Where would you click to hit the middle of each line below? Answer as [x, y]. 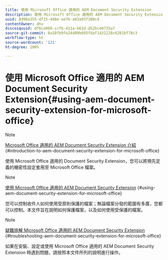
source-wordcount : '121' [31, 43]
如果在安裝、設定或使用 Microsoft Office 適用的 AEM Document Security [79, 246]
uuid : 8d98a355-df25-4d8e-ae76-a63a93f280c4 [52, 19]
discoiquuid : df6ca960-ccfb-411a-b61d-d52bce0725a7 [60, 29]
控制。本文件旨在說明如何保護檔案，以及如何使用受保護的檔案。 [79, 210]
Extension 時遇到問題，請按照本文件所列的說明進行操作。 [64, 252]
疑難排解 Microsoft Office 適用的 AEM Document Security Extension [75, 230]
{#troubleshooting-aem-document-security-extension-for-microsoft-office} [83, 235]
